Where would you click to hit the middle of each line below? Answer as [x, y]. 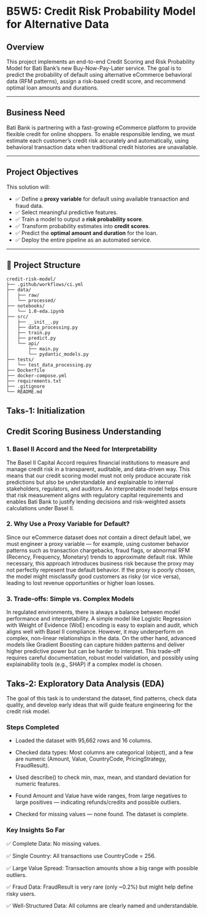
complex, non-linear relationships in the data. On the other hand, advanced [101, 638]
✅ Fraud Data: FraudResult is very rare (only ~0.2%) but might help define [100, 887]
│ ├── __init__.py [33, 322]
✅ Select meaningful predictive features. [67, 212]
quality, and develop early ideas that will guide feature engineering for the [100, 705]
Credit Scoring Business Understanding [84, 431]
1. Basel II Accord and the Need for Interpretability [82, 449]
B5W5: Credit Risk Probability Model [101, 11]
